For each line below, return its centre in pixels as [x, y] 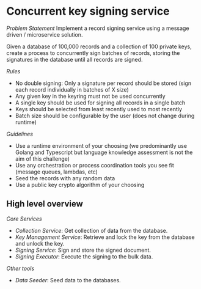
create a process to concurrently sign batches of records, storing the [93, 53]
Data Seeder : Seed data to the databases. [68, 280]
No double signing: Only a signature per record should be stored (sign [103, 83]
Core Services [24, 219]
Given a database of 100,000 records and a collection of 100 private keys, [99, 46]
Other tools [20, 268]
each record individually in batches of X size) [72, 89]
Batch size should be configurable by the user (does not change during [105, 115]
